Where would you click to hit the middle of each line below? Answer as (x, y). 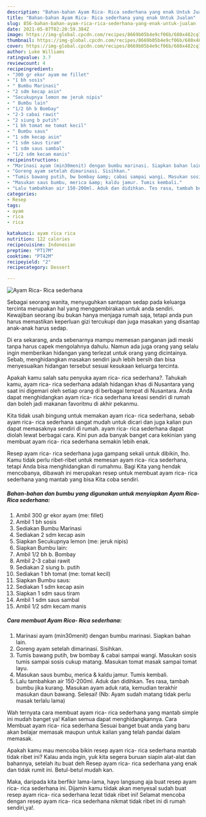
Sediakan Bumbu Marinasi (49, 528)
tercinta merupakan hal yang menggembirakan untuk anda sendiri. (91, 309)
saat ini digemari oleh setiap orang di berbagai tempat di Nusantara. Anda (100, 391)
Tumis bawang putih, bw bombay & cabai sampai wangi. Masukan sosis (106, 656)
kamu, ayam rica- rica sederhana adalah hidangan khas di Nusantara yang (101, 384)
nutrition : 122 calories (39, 239)
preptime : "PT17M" (30, 250)
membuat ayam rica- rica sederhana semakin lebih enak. (79, 442)
